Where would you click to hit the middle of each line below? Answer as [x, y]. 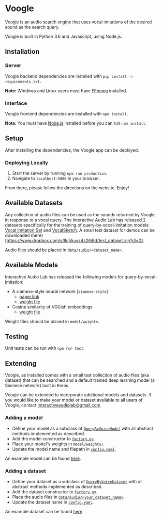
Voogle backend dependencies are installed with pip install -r [69, 76]
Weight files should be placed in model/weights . [52, 321]
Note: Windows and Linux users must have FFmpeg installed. [66, 91]
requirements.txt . [23, 81]
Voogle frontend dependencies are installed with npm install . [66, 114]
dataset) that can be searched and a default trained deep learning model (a [80, 380]
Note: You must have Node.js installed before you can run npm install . [76, 123]
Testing [17, 337]
